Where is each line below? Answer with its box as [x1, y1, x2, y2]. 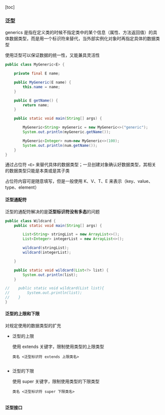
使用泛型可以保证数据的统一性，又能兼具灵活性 [5, 52, 100, 58]
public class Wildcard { [5, 218, 56, 223]
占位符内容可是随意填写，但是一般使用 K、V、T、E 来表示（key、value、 [5, 178, 153, 184]
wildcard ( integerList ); [23, 250, 71, 255]
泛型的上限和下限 [5, 311, 40, 317]
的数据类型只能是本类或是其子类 [5, 168, 70, 174]
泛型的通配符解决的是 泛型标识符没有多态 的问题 [5, 208, 100, 214]
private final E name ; [14, 71, 60, 76]
